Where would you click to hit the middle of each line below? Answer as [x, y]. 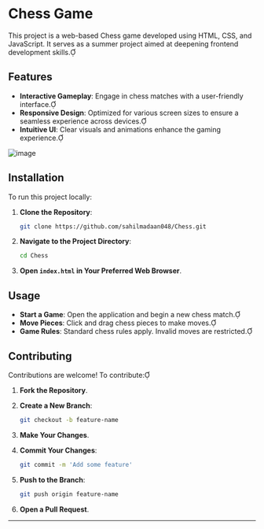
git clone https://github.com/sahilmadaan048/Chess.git [113, 226]
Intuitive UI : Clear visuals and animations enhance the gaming [120, 129]
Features [30, 77]
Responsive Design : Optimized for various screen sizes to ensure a [129, 113]
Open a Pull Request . [54, 509]
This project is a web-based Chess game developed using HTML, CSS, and [130, 35]
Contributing [40, 356]
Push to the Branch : [52, 479]
